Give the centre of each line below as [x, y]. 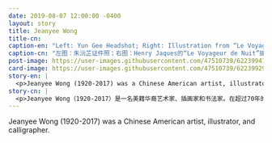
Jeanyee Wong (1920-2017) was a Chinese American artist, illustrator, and [132, 121]
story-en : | [28, 76]
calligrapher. [29, 130]
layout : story [32, 23]
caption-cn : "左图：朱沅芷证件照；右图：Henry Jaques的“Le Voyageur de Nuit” [134, 53]
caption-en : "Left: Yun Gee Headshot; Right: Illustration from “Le [126, 46]
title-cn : [25, 38]
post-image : [28, 61]
